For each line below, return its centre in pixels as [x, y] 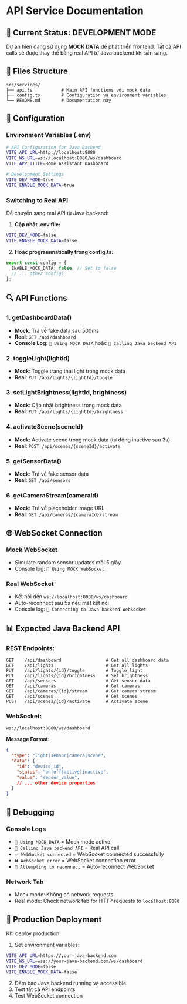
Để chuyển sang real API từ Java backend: [57, 213]
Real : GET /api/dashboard [45, 337]
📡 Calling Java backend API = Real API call [67, 848]
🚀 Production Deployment [54, 919]
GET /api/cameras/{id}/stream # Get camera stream [81, 691]
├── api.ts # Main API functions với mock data [78, 90]
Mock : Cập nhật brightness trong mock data [68, 405]
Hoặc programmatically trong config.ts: [64, 252]
